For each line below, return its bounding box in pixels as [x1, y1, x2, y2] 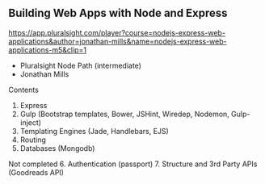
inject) [19, 117, 42, 128]
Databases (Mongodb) [19, 143, 95, 153]
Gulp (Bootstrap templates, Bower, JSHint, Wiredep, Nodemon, [19, 109, 230, 119]
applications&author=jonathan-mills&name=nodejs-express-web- [8, 36, 228, 46]
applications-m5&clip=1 [8, 44, 87, 55]
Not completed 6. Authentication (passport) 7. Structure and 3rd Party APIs [8, 159, 258, 169]
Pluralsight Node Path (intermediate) [19, 61, 141, 70]
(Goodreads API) [8, 167, 65, 177]
